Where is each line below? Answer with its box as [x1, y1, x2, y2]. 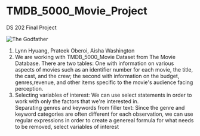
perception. [14, 85, 44, 92]
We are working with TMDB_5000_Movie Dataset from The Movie [14, 53, 176, 60]
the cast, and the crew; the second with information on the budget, [14, 72, 180, 79]
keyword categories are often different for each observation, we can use [14, 110, 193, 118]
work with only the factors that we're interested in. [14, 97, 139, 105]
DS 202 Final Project [6, 24, 57, 31]
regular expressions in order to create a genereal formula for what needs [14, 116, 194, 123]
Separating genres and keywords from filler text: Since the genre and [14, 104, 185, 111]
